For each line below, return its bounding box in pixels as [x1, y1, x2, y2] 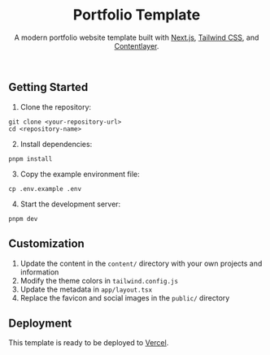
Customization [8, 237, 85, 251]
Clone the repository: [20, 102, 92, 111]
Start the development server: [20, 199, 121, 209]
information [20, 266, 59, 277]
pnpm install [8, 154, 53, 163]
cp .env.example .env [8, 184, 82, 193]
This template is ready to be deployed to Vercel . [8, 338, 169, 348]
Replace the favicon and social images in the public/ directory [20, 292, 230, 302]
